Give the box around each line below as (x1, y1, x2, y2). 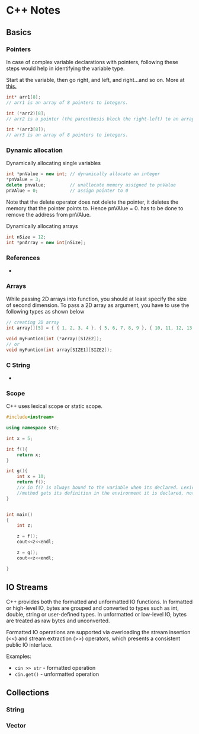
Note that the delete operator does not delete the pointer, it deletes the (6, 198, 179, 205)
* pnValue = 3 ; (6, 176, 41, 183)
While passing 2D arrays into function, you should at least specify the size (6, 295, 187, 303)
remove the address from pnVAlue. (6, 211, 91, 218)
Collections (6, 687, 49, 698)
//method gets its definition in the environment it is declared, (17, 490, 184, 496)
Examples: (6, 653, 31, 660)
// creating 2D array (6, 319, 60, 325)
